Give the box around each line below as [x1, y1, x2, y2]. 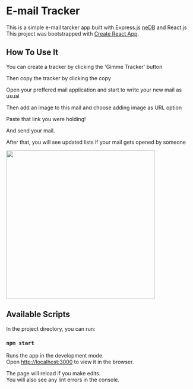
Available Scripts [6, 309, 70, 320]
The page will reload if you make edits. [6, 369, 101, 377]
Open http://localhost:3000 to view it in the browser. [6, 358, 134, 365]
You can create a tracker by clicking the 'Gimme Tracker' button [6, 63, 163, 70]
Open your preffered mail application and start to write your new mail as [6, 86, 182, 93]
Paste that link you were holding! [6, 115, 86, 122]
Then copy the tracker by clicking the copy [6, 74, 111, 81]
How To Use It [6, 48, 58, 58]
